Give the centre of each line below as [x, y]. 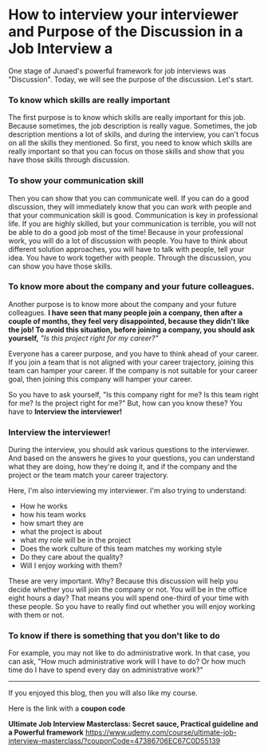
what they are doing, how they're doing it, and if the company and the [123, 467]
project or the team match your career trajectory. [89, 475]
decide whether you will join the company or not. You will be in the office [128, 590]
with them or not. [36, 615]
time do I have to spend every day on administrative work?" [106, 670]
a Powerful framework [46, 732]
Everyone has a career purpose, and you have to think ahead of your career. [134, 353]
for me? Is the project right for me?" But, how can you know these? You [126, 403]
